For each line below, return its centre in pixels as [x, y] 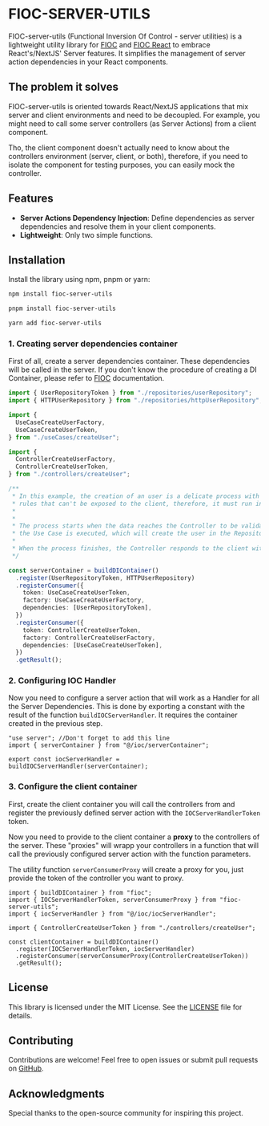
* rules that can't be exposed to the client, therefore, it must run [132, 504]
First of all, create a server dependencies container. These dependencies [129, 361]
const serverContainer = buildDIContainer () [84, 570]
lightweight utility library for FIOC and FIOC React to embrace [109, 44]
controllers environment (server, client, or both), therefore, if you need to [128, 156]
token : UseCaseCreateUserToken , [76, 593]
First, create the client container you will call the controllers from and [122, 804]
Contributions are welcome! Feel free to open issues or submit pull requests [133, 1060]
